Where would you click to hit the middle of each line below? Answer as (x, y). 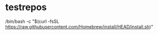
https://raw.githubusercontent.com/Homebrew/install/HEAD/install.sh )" (79, 26)
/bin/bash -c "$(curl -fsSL (32, 21)
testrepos (26, 7)
